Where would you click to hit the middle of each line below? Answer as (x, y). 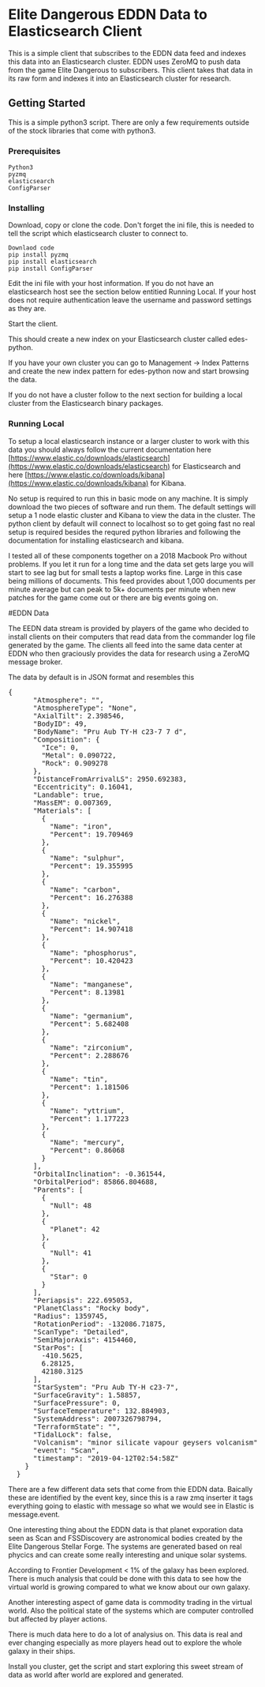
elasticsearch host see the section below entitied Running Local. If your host (132, 292)
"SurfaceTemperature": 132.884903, (102, 1411)
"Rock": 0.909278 (75, 763)
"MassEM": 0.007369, (73, 802)
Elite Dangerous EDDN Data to (108, 15)
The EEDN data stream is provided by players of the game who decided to (129, 628)
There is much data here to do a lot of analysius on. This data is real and (125, 1634)
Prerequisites (34, 151)
